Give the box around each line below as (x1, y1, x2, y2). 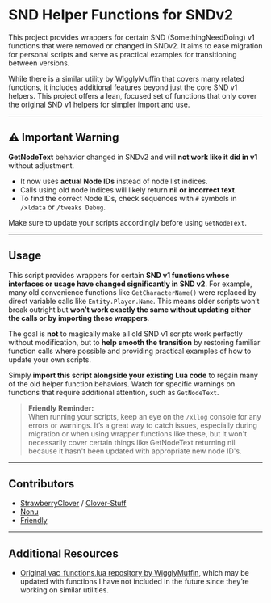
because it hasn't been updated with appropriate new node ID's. (27, 446, 242, 456)
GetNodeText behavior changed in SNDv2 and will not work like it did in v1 (8, 152, 258, 162)
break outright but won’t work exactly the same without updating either (8, 305, 252, 314)
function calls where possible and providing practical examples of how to (8, 346, 252, 356)
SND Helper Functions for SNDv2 (8, 6, 234, 24)
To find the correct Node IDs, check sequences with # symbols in (19, 193, 237, 203)
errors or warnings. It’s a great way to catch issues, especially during (27, 420, 258, 430)
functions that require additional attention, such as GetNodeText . (8, 387, 219, 397)
